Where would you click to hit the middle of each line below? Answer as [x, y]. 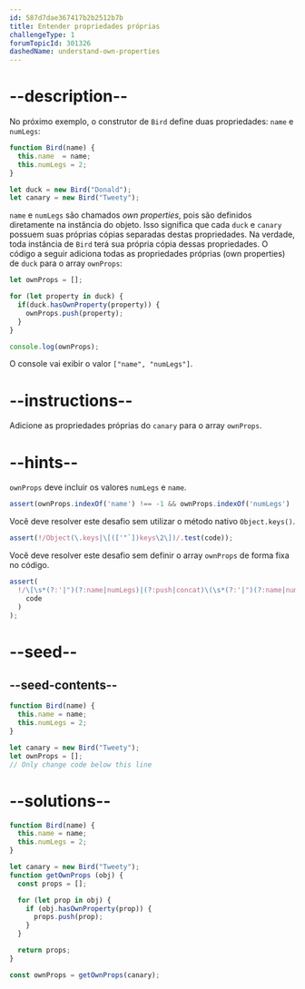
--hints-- [44, 462]
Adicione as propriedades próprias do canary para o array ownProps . [136, 426]
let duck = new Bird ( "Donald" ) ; [70, 190]
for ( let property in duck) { [67, 297]
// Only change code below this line [81, 764]
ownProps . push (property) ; [75, 313]
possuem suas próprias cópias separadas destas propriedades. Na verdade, [152, 235]
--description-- [69, 97]
